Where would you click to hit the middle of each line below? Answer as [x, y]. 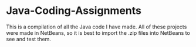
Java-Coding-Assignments [74, 11]
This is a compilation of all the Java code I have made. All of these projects [97, 27]
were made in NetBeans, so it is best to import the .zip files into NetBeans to [98, 32]
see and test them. [29, 39]
